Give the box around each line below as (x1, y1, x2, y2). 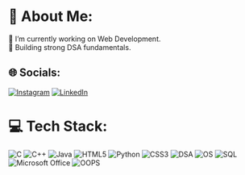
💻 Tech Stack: (8, 117, 108, 135)
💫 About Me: (8, 7, 93, 26)
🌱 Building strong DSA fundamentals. (8, 42, 131, 52)
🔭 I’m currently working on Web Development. (8, 34, 161, 44)
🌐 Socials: (8, 66, 61, 80)
